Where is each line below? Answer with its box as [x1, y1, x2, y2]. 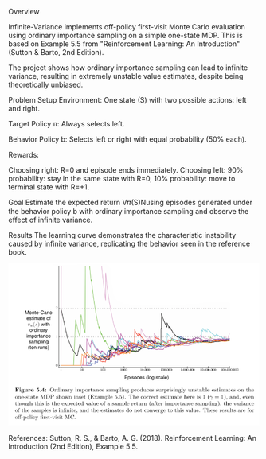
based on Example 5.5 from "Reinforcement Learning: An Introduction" [8, 39, 241, 49]
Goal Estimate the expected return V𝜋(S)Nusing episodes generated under [8, 198, 253, 207]
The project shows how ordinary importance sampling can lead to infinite [8, 63, 248, 72]
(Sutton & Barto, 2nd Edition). [8, 48, 104, 56]
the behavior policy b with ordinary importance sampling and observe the [8, 207, 249, 216]
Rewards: [8, 150, 40, 159]
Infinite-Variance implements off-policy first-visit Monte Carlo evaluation [8, 22, 245, 31]
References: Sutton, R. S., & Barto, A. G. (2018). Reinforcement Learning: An [8, 434, 257, 443]
